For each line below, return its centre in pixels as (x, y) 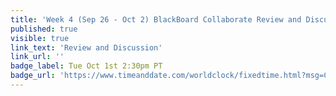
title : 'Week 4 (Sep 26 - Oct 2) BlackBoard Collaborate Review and (156, 19)
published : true (44, 29)
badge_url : (33, 76)
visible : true (40, 38)
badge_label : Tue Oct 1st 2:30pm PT (86, 66)
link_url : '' (37, 57)
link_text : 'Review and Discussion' (86, 47)
